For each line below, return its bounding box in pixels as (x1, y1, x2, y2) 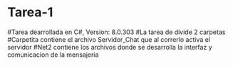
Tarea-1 (7, 4, 53, 21)
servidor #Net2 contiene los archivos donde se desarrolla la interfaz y (7, 43, 212, 51)
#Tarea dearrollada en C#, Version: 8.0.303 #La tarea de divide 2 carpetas (7, 28, 226, 36)
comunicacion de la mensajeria (7, 50, 99, 59)
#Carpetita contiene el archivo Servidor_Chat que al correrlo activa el (7, 35, 211, 43)
